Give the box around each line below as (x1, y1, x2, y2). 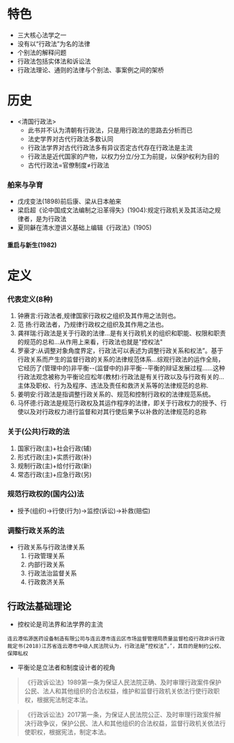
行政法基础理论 (7, 600, 72, 612)
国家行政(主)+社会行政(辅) (17, 444, 92, 453)
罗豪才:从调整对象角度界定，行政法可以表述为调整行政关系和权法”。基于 (17, 346, 224, 355)
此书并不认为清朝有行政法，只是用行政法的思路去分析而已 (27, 126, 193, 134)
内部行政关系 (27, 560, 65, 569)
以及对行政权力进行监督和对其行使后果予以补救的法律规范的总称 (23, 408, 207, 416)
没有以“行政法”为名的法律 (17, 39, 91, 47)
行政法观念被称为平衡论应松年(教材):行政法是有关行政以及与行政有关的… (17, 373, 225, 381)
